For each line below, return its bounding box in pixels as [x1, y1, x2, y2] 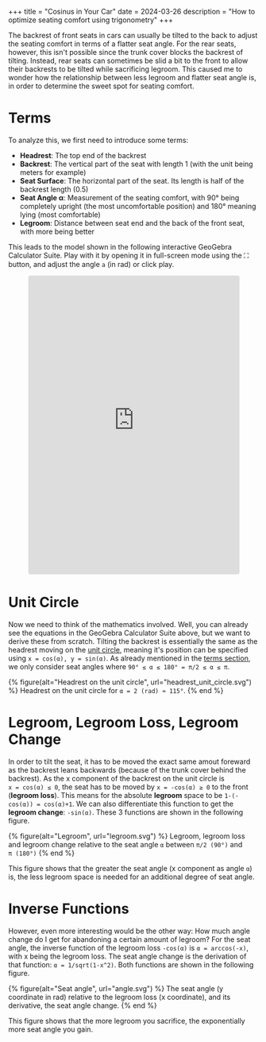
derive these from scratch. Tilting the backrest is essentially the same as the [8, 636, 258, 646]
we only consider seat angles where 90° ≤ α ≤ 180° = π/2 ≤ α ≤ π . [8, 661, 230, 671]
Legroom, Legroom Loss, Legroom [8, 714, 239, 732]
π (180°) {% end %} [8, 848, 75, 858]
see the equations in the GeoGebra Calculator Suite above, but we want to [8, 628, 251, 637]
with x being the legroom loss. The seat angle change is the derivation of [8, 951, 247, 961]
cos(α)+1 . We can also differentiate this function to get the [43, 799, 234, 808]
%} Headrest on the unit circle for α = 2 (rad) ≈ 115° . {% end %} [8, 685, 224, 695]
